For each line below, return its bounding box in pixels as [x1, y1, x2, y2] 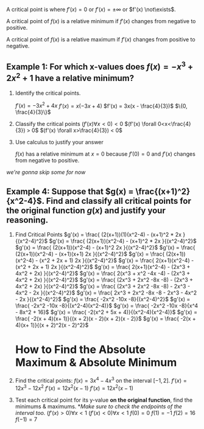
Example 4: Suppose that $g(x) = [6, 186, 134, 197]
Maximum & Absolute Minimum [15, 356, 177, 369]
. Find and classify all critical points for [41, 195, 192, 206]
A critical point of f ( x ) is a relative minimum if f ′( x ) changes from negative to [6, 18, 196, 24]
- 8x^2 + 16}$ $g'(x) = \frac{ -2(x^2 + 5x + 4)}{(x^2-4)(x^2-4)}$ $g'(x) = [15, 309, 198, 316]
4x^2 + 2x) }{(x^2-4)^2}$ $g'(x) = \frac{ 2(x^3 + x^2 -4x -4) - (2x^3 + [15, 270, 191, 277]
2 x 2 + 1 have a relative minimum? [6, 71, 135, 83]
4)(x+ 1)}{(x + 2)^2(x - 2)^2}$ [15, 321, 89, 329]
